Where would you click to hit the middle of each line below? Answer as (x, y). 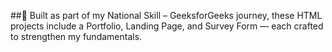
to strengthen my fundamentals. (76, 36)
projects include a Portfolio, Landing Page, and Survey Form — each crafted (167, 26)
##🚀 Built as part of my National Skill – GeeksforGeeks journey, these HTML (166, 15)
